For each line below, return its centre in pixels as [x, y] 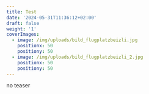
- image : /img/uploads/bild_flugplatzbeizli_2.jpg [78, 57]
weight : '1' [21, 29]
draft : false [23, 23]
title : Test [21, 12]
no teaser [18, 86]
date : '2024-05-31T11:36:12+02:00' [52, 18]
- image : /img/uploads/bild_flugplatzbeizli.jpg [75, 40]
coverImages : [23, 35]
